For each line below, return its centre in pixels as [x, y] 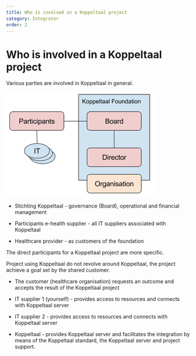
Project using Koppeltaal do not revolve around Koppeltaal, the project [91, 264]
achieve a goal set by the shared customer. [58, 270]
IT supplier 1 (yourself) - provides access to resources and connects [97, 299]
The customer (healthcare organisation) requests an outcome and [94, 282]
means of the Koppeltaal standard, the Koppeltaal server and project [97, 341]
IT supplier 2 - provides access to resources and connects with [91, 317]
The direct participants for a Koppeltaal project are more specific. [85, 253]
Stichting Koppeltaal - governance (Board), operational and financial [97, 206]
